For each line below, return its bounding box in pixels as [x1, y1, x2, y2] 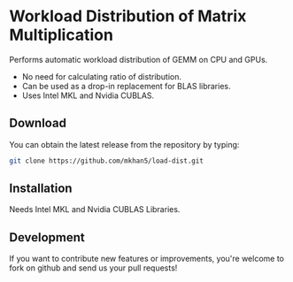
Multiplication [9, 25, 113, 45]
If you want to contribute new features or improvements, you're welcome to [9, 254, 285, 264]
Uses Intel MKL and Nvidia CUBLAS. [21, 90, 155, 101]
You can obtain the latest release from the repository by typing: [9, 139, 240, 149]
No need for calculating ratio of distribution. [21, 71, 182, 81]
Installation [9, 181, 73, 196]
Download [9, 116, 66, 131]
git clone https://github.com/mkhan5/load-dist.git [9, 156, 204, 165]
